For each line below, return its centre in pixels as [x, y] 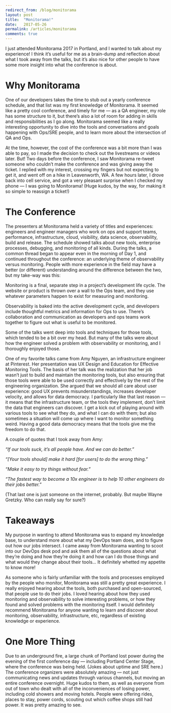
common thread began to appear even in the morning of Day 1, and [76, 253]
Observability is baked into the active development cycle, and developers [82, 306]
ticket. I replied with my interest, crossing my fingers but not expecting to [82, 169]
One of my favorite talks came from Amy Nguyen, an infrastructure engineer [86, 358]
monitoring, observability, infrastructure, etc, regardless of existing [76, 615]
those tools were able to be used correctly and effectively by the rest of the [84, 380]
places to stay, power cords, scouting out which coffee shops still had [79, 699]
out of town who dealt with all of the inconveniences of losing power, [78, 688]
